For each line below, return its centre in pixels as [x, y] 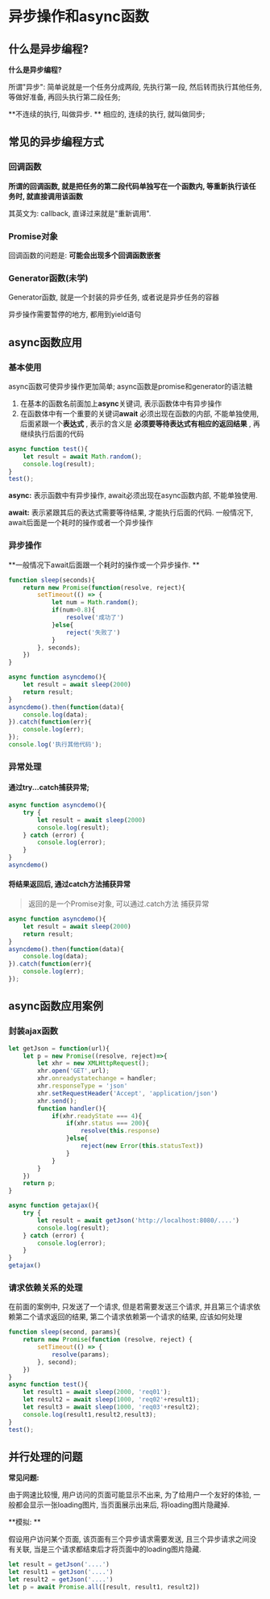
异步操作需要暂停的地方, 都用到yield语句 [75, 315]
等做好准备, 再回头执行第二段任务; [64, 97]
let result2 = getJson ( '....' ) [61, 1580]
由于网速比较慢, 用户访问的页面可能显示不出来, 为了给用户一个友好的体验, [130, 1495]
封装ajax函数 [33, 1031]
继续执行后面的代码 [52, 433]
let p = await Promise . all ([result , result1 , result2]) [104, 1587]
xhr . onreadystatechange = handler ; [97, 1079]
